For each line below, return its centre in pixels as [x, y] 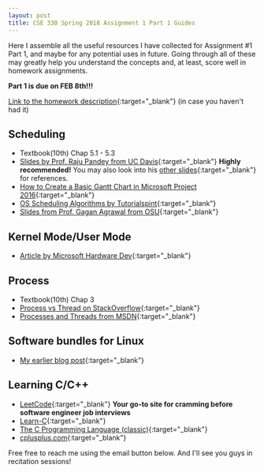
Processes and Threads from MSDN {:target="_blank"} [108, 316]
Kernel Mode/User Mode [70, 236]
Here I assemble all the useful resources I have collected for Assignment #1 [130, 45]
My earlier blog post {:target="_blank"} [82, 360]
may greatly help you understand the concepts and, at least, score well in [127, 62]
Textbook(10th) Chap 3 [57, 299]
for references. [44, 178]
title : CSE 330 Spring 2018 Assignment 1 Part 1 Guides [102, 23]
